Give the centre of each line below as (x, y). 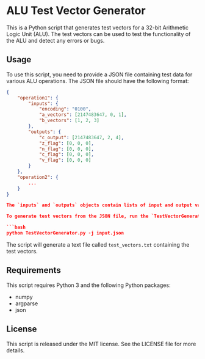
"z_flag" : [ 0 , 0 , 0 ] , (67, 143)
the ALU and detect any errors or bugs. (56, 40)
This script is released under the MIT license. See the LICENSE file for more (101, 344)
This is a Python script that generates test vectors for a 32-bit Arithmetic (98, 27)
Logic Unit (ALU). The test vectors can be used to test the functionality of (99, 34)
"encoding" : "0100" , (65, 109)
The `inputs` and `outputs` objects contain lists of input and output (99, 205)
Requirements (34, 270)
